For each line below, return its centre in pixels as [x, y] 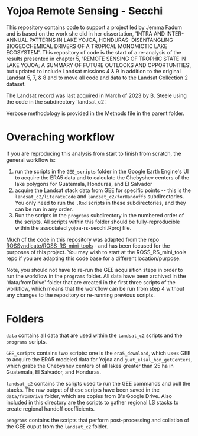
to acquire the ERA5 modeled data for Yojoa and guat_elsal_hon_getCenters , [99, 359]
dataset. [16, 84]
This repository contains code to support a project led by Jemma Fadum [94, 27]
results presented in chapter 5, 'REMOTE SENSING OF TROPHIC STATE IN [96, 59]
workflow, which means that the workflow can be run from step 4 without [95, 288]
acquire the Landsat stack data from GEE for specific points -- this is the [103, 190]
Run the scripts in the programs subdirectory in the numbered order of [99, 215]
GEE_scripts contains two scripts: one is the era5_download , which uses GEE [98, 353]
